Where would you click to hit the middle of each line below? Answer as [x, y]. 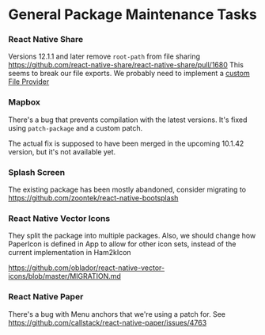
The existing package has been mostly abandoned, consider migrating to [127, 190]
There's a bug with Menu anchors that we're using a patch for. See [117, 314]
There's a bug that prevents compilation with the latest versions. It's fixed [128, 120]
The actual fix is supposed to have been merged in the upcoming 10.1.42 [126, 143]
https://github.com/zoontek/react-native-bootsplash [93, 198]
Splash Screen [37, 172]
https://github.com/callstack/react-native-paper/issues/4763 [108, 322]
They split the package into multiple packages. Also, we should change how [132, 236]
